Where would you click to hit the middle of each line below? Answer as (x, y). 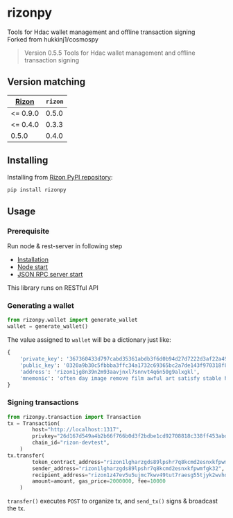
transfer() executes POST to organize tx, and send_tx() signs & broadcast (113, 501)
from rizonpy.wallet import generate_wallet (72, 320)
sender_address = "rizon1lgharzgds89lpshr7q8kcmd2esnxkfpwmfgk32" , (129, 468)
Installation (33, 260)
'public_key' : (40, 365)
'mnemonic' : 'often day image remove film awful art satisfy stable (121, 378)
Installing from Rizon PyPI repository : (60, 177)
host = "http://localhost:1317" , (77, 430)
